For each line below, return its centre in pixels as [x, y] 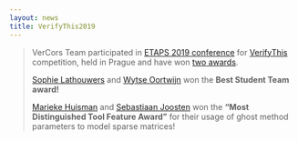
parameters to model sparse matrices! [103, 126]
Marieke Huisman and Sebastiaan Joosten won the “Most [140, 106]
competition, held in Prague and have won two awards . [135, 62]
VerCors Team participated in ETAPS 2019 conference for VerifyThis [160, 52]
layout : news [34, 18]
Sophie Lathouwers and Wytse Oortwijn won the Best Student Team [160, 79]
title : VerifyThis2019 [52, 26]
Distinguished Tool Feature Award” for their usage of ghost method [160, 116]
